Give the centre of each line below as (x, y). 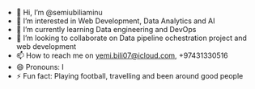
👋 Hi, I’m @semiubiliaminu (59, 12)
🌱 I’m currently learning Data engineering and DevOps (106, 29)
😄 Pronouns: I (40, 67)
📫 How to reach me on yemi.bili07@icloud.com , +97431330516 (122, 55)
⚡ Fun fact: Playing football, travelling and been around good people (130, 76)
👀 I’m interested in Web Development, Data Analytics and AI (116, 21)
